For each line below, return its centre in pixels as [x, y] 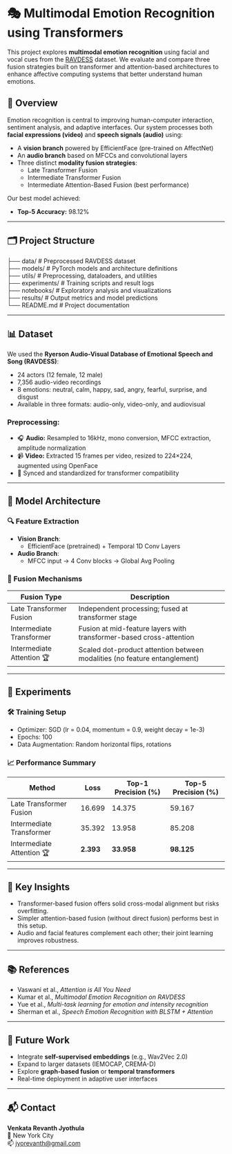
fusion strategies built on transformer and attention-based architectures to [113, 66]
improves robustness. [48, 940]
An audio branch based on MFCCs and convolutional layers [102, 155]
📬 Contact [31, 1108]
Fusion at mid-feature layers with [132, 629]
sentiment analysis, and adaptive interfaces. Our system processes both [110, 127]
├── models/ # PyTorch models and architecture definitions [93, 268]
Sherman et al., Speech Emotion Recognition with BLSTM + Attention [115, 1012]
